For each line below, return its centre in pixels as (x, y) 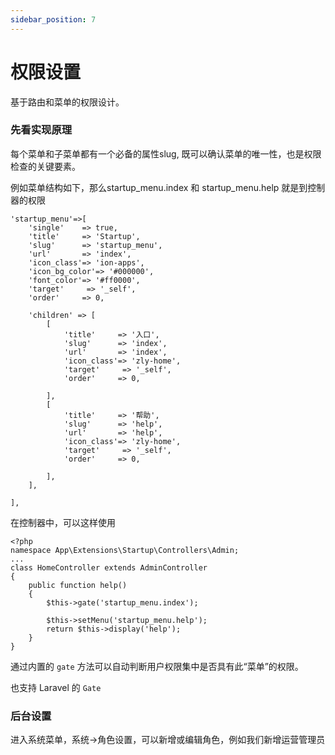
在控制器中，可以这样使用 (63, 522)
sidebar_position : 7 (53, 19)
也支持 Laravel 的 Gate (56, 687)
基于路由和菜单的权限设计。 (67, 102)
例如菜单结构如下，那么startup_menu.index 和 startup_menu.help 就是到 (159, 187)
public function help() (78, 585)
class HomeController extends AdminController (109, 567)
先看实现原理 (41, 130)
